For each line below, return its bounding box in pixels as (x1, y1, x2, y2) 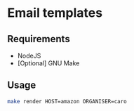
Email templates (7, 5, 103, 21)
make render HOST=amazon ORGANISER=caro (7, 98, 128, 105)
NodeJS (17, 51, 41, 60)
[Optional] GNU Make (17, 59, 80, 67)
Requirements (7, 33, 70, 45)
